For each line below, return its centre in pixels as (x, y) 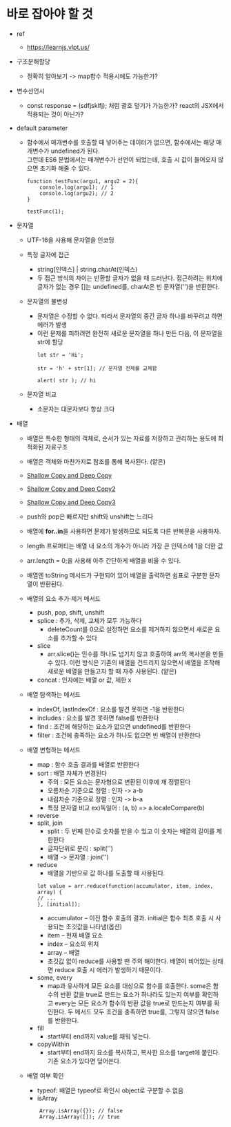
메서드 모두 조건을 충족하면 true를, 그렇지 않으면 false (147, 1012)
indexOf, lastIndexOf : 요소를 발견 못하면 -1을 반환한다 (111, 709)
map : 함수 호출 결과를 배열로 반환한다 (88, 764)
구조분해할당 (33, 61)
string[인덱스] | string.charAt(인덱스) (87, 269)
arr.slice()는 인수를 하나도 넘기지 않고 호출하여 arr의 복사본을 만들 (135, 653)
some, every (55, 977)
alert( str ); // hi (67, 380)
